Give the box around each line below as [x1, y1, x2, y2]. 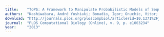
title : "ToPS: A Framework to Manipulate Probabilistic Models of [5, 7, 150, 12]
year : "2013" [5, 25, 41, 30]
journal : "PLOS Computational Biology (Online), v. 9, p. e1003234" [5, 20, 150, 25]
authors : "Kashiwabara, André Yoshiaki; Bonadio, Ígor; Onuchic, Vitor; [5, 12, 159, 16]
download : [5, 16, 25, 21]
